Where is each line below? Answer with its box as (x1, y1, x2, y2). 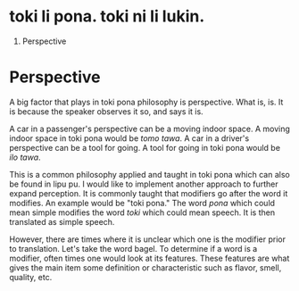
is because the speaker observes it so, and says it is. (9, 105, 203, 117)
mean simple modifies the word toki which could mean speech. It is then (9, 207, 275, 218)
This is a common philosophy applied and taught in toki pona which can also (9, 169, 290, 179)
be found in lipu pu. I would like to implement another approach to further (9, 179, 278, 189)
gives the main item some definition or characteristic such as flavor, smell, (9, 262, 282, 273)
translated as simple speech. (9, 216, 115, 227)
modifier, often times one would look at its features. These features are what (9, 253, 290, 263)
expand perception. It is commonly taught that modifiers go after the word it (9, 187, 288, 198)
